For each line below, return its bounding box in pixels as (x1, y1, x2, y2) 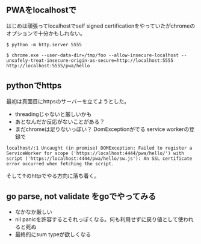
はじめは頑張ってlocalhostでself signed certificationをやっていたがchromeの (6, 22, 196, 29)
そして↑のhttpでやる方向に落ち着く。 (6, 172, 100, 179)
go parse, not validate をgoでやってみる (6, 191, 156, 202)
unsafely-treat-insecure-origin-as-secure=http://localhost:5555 (6, 57, 173, 64)
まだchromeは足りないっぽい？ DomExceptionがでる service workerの (14, 125, 190, 133)
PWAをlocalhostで (6, 5, 76, 16)
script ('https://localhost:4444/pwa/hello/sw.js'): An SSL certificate (6, 155, 193, 162)
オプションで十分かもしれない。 (6, 29, 85, 37)
